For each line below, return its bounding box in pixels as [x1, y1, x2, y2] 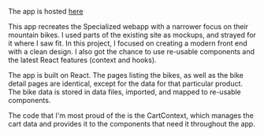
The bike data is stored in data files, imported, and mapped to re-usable [8, 87, 242, 97]
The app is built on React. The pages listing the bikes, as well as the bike [8, 71, 244, 79]
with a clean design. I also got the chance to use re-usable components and [8, 47, 255, 56]
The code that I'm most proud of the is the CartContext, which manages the [8, 111, 254, 120]
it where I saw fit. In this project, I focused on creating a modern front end [8, 39, 248, 48]
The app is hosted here [8, 7, 84, 16]
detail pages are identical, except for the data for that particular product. [8, 79, 243, 88]
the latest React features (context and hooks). [8, 55, 157, 64]
